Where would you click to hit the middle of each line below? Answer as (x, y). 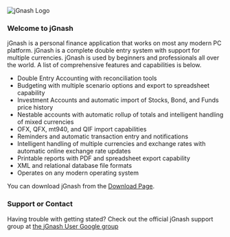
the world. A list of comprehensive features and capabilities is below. (104, 65)
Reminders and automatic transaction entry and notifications (103, 136)
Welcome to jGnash (41, 28)
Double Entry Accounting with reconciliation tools (87, 78)
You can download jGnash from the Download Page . (81, 186)
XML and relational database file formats (74, 166)
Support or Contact (40, 204)
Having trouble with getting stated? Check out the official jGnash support (110, 219)
